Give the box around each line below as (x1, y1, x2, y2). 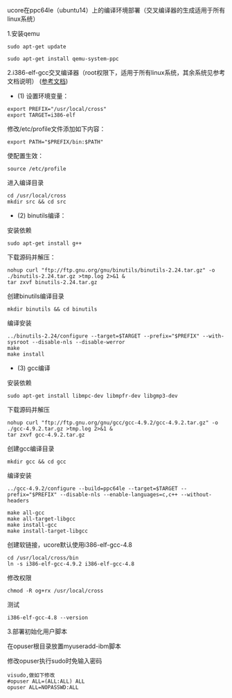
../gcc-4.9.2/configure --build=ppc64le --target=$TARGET (7, 485, 178, 492)
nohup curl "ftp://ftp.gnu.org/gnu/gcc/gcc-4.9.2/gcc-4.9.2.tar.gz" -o (7, 419, 218, 426)
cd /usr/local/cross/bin (7, 555, 79, 561)
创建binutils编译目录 (7, 292, 64, 300)
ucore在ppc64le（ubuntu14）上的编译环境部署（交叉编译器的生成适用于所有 (7, 6, 226, 14)
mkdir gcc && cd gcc (7, 458, 67, 465)
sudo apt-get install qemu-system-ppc (7, 55, 119, 62)
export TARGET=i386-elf (7, 112, 76, 119)
